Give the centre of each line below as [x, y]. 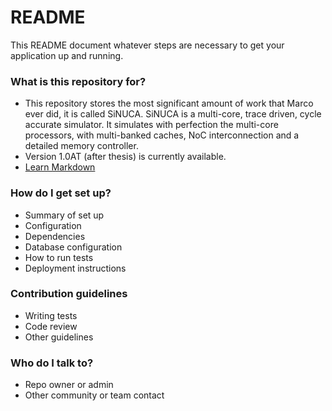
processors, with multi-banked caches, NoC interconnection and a [162, 135]
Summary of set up [64, 215]
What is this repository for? [78, 81]
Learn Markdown [60, 167]
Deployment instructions [75, 268]
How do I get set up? [61, 193]
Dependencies [55, 236]
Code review [51, 326]
